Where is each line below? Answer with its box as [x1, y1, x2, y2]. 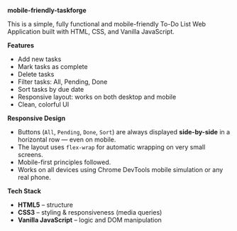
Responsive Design [7, 114, 66, 122]
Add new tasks [17, 55, 62, 63]
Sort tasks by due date [17, 85, 84, 93]
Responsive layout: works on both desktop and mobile [17, 92, 177, 101]
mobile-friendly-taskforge [7, 6, 87, 14]
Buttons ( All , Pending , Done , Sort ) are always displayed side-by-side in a [17, 128, 231, 136]
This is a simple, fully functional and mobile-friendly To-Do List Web [7, 20, 206, 28]
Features [7, 41, 34, 49]
